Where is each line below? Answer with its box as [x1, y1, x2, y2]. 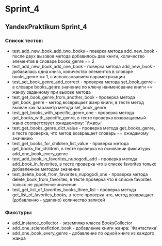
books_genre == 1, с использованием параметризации [12, 73, 125, 79]
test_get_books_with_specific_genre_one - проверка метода [12, 110, 134, 116]
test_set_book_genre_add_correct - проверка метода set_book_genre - [12, 79, 156, 85]
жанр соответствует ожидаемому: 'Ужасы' [12, 120, 102, 126]
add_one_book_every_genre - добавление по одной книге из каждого [12, 231, 155, 236]
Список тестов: [5, 37, 44, 44]
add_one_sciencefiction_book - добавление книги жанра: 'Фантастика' [12, 225, 158, 231]
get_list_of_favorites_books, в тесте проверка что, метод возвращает [12, 192, 154, 198]
